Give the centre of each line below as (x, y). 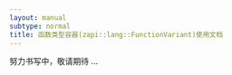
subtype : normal (40, 26)
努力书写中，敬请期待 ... (54, 61)
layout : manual (38, 18)
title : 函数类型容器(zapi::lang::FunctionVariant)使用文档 (116, 34)
